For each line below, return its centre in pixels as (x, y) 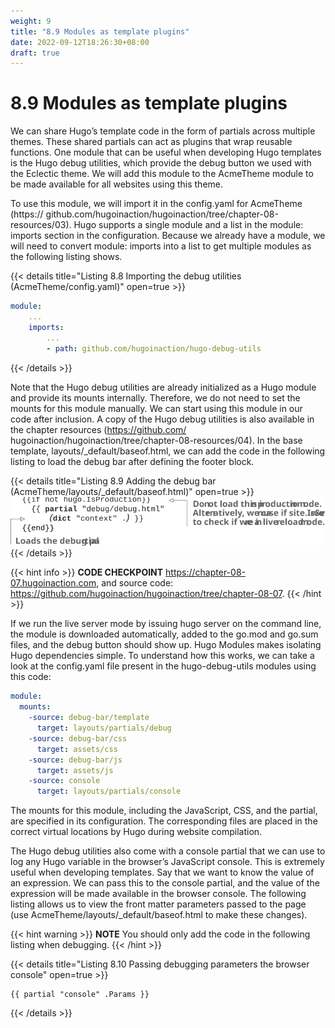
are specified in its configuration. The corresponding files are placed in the (164, 821)
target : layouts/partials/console (109, 791)
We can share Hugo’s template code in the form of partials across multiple (163, 131)
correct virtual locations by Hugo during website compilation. (136, 832)
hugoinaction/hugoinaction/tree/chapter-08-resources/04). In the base (156, 440)
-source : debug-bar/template (89, 718)
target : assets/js (75, 770)
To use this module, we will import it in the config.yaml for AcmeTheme (156, 204)
